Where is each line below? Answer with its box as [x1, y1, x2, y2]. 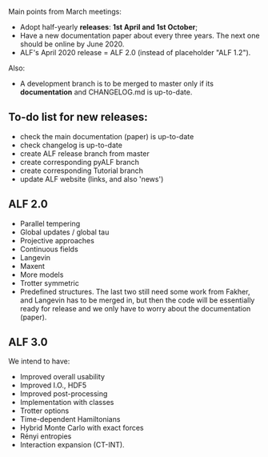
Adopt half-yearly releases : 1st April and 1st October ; [19, 22, 198, 31]
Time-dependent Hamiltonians [19, 415, 121, 424]
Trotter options [19, 406, 70, 415]
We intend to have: [8, 356, 70, 367]
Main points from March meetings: [8, 7, 122, 16]
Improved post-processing [19, 389, 108, 399]
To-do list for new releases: [8, 110, 148, 124]
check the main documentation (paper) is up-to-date [19, 131, 194, 141]
